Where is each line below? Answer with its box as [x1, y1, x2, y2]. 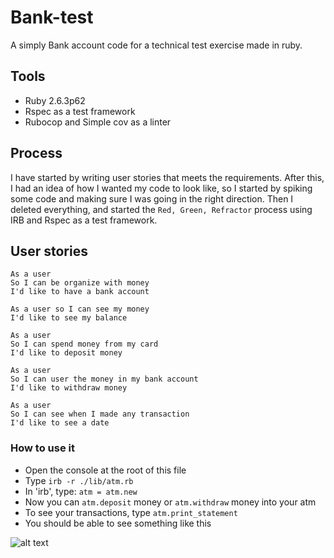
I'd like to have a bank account [10, 287, 150, 297]
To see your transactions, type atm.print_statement [24, 506, 238, 518]
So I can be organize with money [10, 278, 150, 288]
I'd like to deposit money [10, 348, 123, 358]
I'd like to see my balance [10, 313, 128, 323]
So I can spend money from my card [10, 339, 159, 350]
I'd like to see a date [10, 418, 110, 428]
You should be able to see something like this [24, 517, 212, 529]
